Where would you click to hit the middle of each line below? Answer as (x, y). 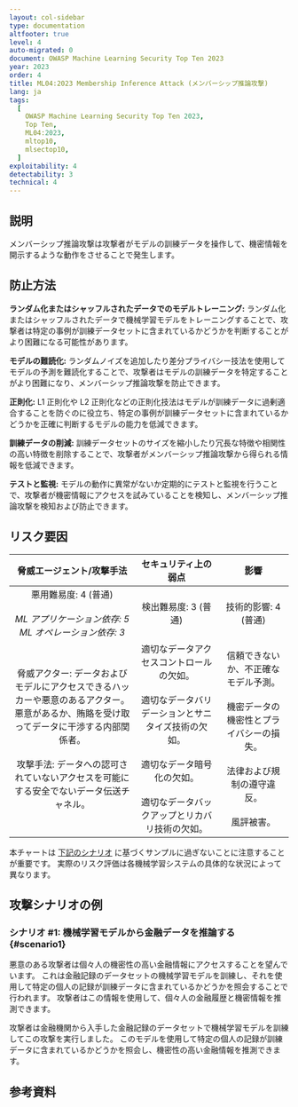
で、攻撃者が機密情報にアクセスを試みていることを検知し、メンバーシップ (145, 494)
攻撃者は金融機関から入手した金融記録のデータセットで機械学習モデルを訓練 (149, 1028)
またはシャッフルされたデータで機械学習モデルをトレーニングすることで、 (145, 320)
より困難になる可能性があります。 (71, 342)
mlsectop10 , (47, 149)
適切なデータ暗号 (176, 764)
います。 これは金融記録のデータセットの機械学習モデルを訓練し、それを (142, 976)
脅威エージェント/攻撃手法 (72, 571)
